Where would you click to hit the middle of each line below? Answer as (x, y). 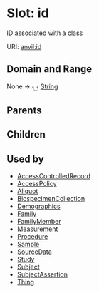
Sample (28, 245)
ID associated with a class (45, 33)
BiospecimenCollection (51, 199)
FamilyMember (39, 222)
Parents (24, 110)
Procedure (32, 237)
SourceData (35, 252)
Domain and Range (49, 69)
